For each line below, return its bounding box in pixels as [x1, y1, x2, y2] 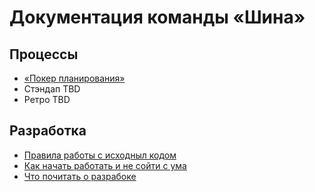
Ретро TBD [23, 94, 71, 105]
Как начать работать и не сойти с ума [23, 159, 187, 171]
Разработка [9, 122, 87, 140]
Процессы [9, 46, 79, 63]
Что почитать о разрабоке [23, 170, 137, 182]
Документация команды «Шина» [9, 6, 306, 29]
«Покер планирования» [23, 72, 126, 84]
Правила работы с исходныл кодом [23, 149, 177, 161]
